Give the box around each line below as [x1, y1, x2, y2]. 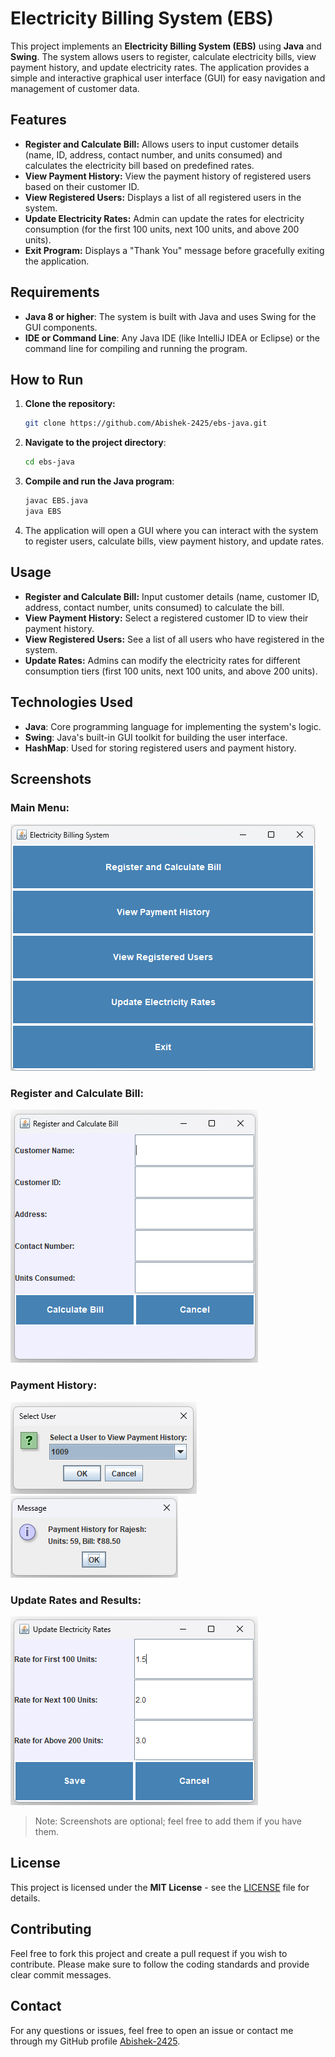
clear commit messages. [10, 1968, 112, 1981]
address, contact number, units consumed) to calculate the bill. [24, 601, 285, 613]
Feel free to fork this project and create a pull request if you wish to [10, 1947, 288, 1959]
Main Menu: [10, 800, 70, 814]
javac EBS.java [24, 496, 89, 506]
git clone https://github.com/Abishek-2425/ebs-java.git [24, 418, 268, 429]
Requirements [10, 284, 100, 301]
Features [10, 112, 67, 129]
